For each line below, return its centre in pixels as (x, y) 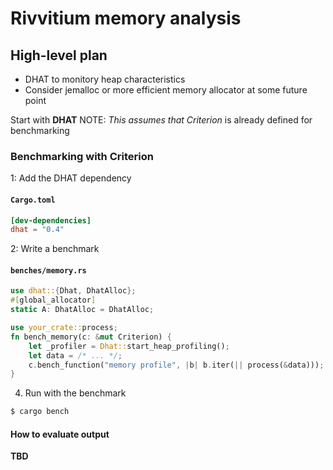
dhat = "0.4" (37, 230)
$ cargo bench (40, 412)
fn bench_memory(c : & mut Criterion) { (91, 337)
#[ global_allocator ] (53, 300)
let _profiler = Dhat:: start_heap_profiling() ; (129, 346)
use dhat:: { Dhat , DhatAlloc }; (73, 291)
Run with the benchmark (75, 393)
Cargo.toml (33, 200)
